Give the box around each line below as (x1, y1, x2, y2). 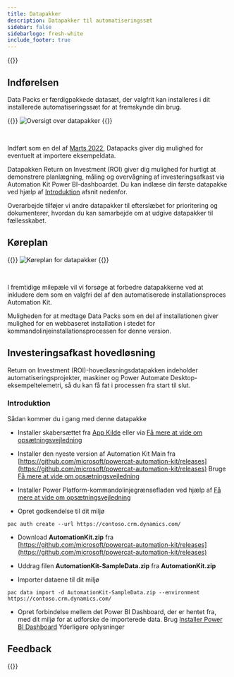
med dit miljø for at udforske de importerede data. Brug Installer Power (17, 615, 223, 623)
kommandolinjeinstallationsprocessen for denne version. (7, 326, 171, 335)
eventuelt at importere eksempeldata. (7, 151, 116, 160)
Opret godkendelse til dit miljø (17, 507, 105, 515)
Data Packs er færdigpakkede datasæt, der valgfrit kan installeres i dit (7, 95, 210, 103)
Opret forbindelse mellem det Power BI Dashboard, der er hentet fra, (17, 607, 217, 616)
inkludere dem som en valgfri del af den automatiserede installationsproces (7, 290, 227, 299)
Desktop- (170, 373, 198, 382)
